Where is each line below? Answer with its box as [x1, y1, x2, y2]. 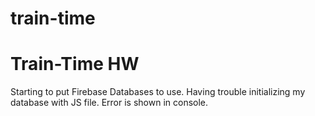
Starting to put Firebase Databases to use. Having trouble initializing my [10, 86, 306, 98]
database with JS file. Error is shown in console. [10, 97, 209, 109]
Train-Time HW [10, 53, 140, 76]
